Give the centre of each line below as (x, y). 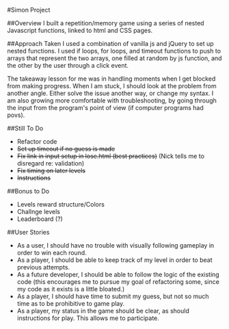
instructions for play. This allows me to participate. (88, 318)
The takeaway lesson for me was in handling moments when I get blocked (111, 79)
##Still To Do (25, 128)
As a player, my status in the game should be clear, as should (103, 311)
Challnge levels (38, 212)
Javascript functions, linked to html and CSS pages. (80, 30)
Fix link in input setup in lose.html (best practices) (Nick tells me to (111, 156)
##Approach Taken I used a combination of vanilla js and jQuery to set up (110, 43)
